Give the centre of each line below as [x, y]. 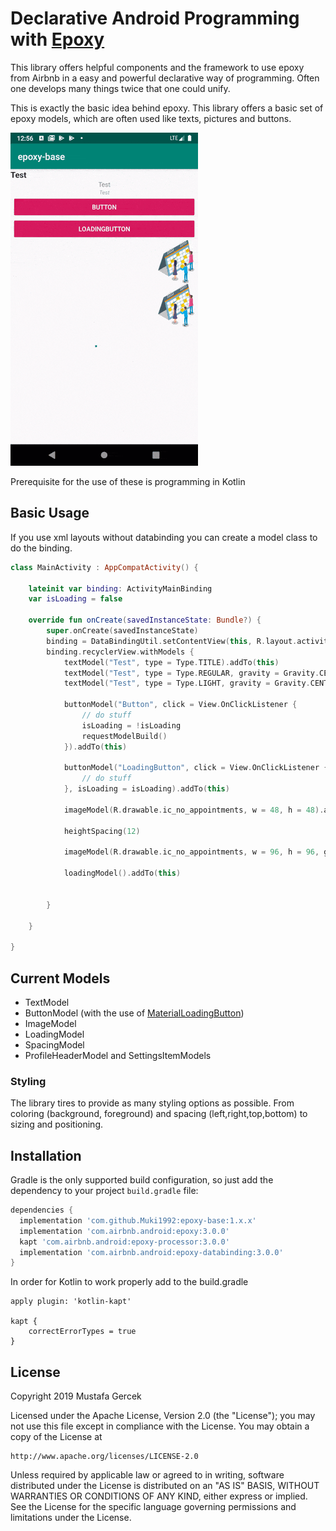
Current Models [60, 978]
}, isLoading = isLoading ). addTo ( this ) [146, 789]
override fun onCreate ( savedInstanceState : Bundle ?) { [145, 620]
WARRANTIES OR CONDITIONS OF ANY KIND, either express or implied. [159, 1496]
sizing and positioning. [57, 1124]
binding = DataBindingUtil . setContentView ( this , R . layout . [172, 641]
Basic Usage [50, 513]
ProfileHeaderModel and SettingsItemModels [118, 1055]
